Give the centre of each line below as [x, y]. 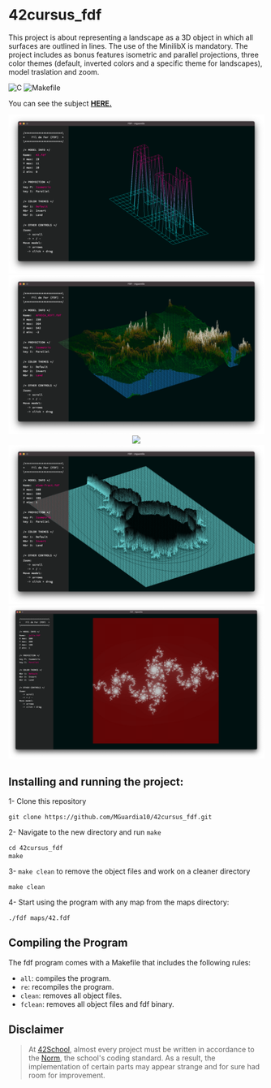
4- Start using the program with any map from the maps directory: [119, 902]
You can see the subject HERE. [60, 103]
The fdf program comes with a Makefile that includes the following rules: [130, 962]
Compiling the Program [68, 943]
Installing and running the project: [96, 781]
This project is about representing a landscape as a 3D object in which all [131, 37]
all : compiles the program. [65, 978]
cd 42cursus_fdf [36, 848]
